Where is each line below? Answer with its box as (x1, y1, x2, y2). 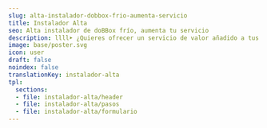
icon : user (8, 48, 45, 56)
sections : (15, 85, 48, 94)
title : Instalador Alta (8, 19, 88, 27)
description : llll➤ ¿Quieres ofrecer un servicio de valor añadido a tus (8, 33, 260, 42)
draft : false (8, 56, 52, 64)
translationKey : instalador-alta (8, 71, 120, 79)
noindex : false (8, 64, 59, 72)
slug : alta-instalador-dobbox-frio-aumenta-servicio (8, 11, 188, 20)
